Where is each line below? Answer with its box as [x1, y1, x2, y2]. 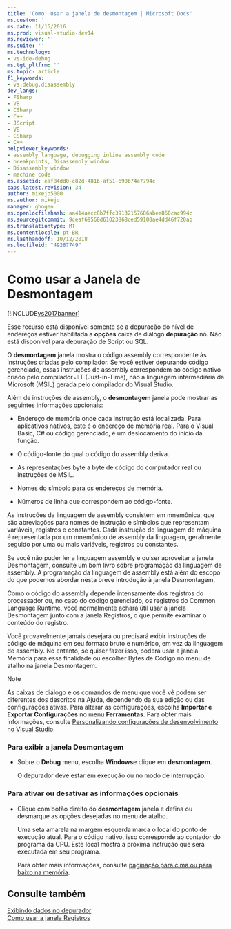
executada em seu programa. [17, 847, 101, 856]
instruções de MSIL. [17, 471, 74, 479]
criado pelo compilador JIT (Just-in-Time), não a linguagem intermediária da [7, 373, 225, 381]
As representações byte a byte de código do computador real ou [17, 463, 201, 471]
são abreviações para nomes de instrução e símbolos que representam [7, 518, 209, 527]
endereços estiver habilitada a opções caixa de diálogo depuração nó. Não [7, 330, 222, 339]
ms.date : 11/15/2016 [7, 23, 67, 30]
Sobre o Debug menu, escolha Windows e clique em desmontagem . [17, 758, 212, 766]
